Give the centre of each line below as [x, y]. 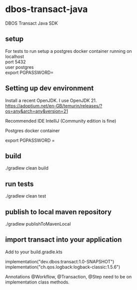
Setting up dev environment [49, 88]
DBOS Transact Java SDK [32, 23]
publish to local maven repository [58, 212]
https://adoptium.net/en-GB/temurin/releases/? [54, 106]
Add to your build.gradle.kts [34, 252]
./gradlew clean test [26, 196]
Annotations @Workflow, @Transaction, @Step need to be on [68, 276]
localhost [14, 56]
